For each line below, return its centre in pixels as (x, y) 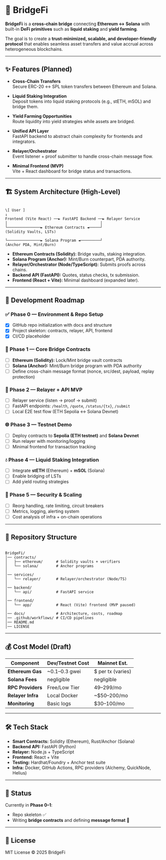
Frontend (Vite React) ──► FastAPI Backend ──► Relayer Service (73, 219)
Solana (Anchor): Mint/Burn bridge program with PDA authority (77, 366)
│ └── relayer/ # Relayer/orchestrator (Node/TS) (66, 579)
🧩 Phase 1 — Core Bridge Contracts (48, 349)
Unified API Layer (31, 131)
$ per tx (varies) (113, 672)
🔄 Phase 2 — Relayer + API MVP (44, 389)
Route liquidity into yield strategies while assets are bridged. (73, 121)
